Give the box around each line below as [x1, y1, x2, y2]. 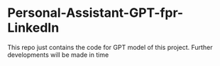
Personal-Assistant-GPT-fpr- [7, 5, 184, 21]
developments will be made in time [7, 51, 109, 59]
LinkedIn [7, 20, 60, 36]
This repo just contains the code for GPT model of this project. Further [7, 43, 213, 51]
